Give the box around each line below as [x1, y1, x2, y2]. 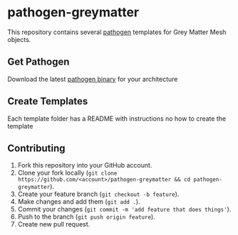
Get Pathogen [7, 56, 70, 68]
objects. [7, 35, 31, 43]
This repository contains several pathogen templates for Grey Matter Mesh [7, 28, 227, 36]
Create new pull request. [17, 220, 90, 229]
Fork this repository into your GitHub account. [17, 161, 152, 170]
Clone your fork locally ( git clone [17, 168, 118, 177]
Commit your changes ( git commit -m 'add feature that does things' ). [17, 205, 232, 214]
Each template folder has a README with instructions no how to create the [7, 114, 227, 123]
